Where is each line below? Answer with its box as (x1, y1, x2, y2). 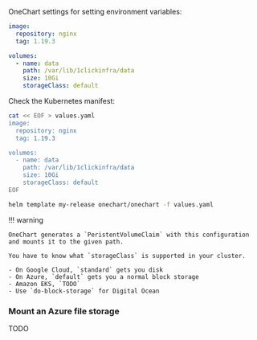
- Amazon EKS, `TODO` (8, 280, 81, 288)
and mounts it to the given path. (8, 237, 124, 246)
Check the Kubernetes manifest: (8, 96, 115, 105)
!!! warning (8, 215, 44, 224)
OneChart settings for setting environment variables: (8, 7, 182, 16)
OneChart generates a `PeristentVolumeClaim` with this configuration (8, 231, 250, 239)
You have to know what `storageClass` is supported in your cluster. (8, 252, 247, 260)
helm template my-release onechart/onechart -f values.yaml (8, 200, 214, 208)
